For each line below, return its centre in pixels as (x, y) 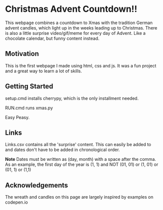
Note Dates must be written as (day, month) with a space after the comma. (81, 159)
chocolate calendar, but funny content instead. (52, 38)
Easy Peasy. (17, 117)
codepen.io (16, 202)
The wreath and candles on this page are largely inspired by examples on (79, 197)
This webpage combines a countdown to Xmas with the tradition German (79, 23)
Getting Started (29, 86)
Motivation (22, 54)
